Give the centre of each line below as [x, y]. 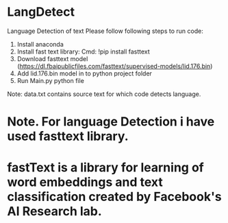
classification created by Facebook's [114, 197]
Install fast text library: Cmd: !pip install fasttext [84, 51]
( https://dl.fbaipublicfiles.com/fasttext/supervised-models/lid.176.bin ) [115, 66]
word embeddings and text [85, 182]
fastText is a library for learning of [105, 168]
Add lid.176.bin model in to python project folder [85, 73]
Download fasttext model [52, 58]
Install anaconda [40, 44]
